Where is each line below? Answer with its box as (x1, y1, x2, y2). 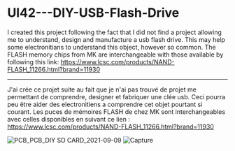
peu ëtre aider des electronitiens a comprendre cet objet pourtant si (7, 100, 203, 108)
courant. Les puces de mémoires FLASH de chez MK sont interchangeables (7, 107, 226, 116)
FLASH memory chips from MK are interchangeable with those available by (7, 50, 224, 59)
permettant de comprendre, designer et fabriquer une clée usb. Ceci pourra (7, 92, 226, 101)
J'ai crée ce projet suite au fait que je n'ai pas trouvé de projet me (7, 85, 197, 94)
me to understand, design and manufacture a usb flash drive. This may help (7, 35, 226, 43)
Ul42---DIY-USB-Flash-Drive (7, 5, 180, 21)
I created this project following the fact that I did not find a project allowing (7, 28, 222, 36)
